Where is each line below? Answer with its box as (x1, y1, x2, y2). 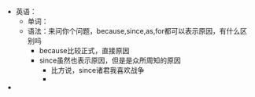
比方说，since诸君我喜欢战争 (50, 66, 145, 74)
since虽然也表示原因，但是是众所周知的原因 (39, 56, 181, 65)
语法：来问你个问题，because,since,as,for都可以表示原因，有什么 (27, 27, 241, 35)
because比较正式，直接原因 (39, 46, 130, 55)
